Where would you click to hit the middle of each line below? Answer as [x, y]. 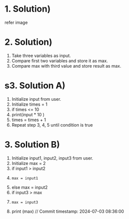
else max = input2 [30, 187]
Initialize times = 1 [29, 104]
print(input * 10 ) [28, 114]
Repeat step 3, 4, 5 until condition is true [52, 125]
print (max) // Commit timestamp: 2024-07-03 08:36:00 [68, 211]
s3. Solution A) [35, 86]
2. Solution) [28, 42]
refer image [16, 22]
